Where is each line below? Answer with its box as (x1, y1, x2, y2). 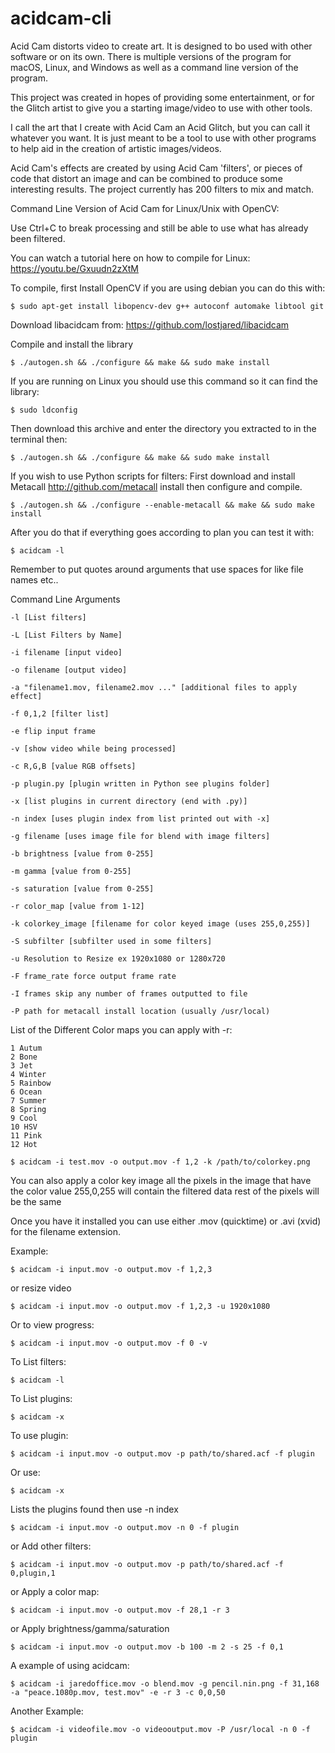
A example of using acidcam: (10, 1659, 130, 1671)
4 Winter (10, 1069, 47, 1079)
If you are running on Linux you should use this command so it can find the (10, 375, 318, 387)
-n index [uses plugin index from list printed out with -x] (10, 813, 271, 824)
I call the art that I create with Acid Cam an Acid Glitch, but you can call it (10, 121, 311, 133)
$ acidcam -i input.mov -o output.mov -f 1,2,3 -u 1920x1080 (10, 1301, 271, 1311)
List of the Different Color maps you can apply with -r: (10, 1023, 233, 1036)
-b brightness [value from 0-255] (10, 848, 155, 859)
